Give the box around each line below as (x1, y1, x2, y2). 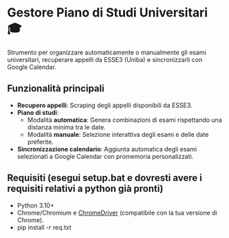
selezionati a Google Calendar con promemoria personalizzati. (17, 152, 194, 160)
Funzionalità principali (7, 83, 105, 94)
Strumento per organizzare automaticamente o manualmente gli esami (7, 48, 206, 56)
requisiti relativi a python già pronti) (7, 183, 164, 195)
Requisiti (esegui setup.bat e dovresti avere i (7, 172, 203, 184)
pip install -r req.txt (17, 223, 72, 231)
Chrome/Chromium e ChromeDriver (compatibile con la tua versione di (17, 208, 218, 217)
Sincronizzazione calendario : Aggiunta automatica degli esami (17, 144, 197, 153)
